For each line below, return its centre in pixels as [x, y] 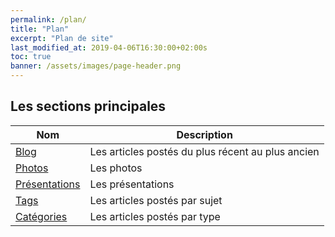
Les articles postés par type [155, 216]
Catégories [41, 216]
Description [204, 134]
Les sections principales [88, 106]
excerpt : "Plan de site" [62, 38]
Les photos [116, 168]
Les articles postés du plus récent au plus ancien [204, 151]
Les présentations [132, 184]
